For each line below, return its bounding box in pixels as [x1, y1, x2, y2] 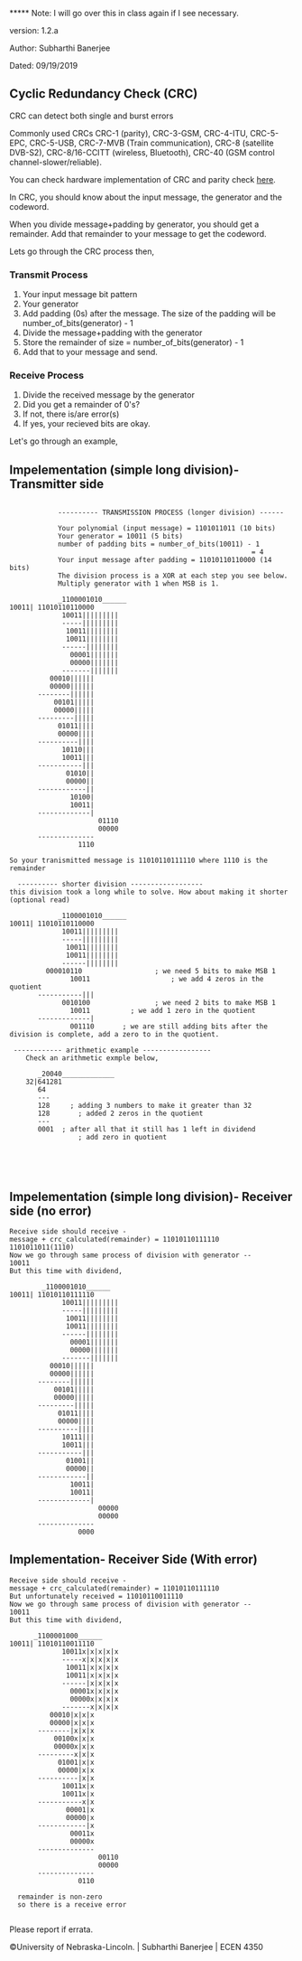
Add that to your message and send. [22, 347, 158, 358]
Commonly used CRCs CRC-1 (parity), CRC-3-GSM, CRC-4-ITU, [9, 127, 249, 138]
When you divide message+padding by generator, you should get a [9, 219, 260, 230]
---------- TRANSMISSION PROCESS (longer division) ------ [57, 508, 284, 518]
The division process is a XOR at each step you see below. [57, 571, 288, 581]
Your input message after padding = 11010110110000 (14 [57, 556, 272, 565]
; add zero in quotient [78, 1133, 168, 1142]
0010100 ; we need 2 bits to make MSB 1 [61, 999, 277, 1008]
